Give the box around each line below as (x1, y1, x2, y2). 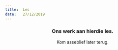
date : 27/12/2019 (5, 12, 45, 17)
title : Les (5, 7, 29, 12)
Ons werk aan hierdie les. (51, 28, 114, 35)
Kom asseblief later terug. (56, 39, 109, 45)
